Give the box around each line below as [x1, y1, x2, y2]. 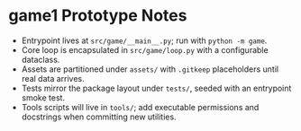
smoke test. [21, 92, 65, 103]
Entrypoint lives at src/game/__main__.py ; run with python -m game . [21, 35, 268, 46]
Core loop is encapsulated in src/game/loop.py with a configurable [21, 44, 269, 55]
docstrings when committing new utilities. [21, 111, 177, 122]
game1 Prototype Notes [8, 5, 187, 26]
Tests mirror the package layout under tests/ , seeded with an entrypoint [21, 83, 292, 93]
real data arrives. [21, 73, 85, 83]
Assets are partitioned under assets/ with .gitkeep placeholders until [21, 64, 279, 74]
